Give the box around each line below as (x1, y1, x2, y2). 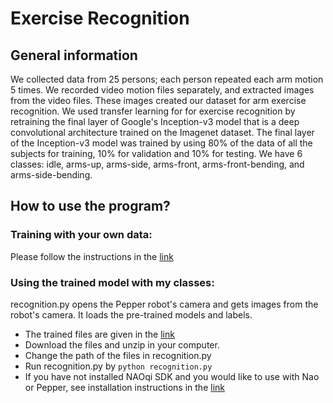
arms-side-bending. (10, 169, 93, 181)
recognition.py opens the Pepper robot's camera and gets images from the (10, 298, 319, 310)
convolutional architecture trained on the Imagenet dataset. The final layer (10, 127, 315, 138)
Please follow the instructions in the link (10, 250, 174, 262)
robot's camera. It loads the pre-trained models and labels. (10, 308, 253, 321)
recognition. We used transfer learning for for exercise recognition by (10, 105, 296, 117)
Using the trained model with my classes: (10, 275, 215, 289)
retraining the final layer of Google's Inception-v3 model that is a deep (10, 116, 300, 127)
